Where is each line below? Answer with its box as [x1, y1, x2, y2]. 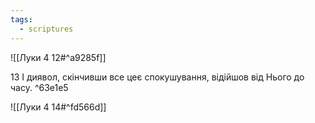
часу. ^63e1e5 [10, 81, 69, 93]
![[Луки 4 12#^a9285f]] [10, 51, 107, 63]
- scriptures [19, 24, 74, 34]
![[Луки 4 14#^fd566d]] [10, 101, 107, 113]
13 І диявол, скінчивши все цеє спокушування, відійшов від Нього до [10, 71, 305, 83]
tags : [10, 14, 33, 25]
